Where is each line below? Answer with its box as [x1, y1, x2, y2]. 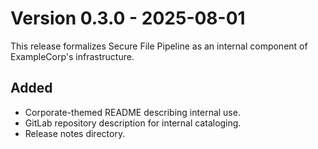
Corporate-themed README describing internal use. [24, 106, 241, 118]
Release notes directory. [24, 127, 126, 139]
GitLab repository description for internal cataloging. [24, 117, 242, 129]
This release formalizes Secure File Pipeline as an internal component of [10, 40, 308, 52]
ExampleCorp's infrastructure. [10, 50, 135, 62]
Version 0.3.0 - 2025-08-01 [10, 7, 246, 30]
